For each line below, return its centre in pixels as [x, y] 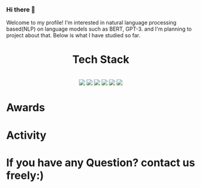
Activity [26, 135]
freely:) [25, 175]
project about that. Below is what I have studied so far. [73, 35]
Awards [26, 108]
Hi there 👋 [21, 10]
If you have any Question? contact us [101, 162]
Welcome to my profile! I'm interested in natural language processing [91, 23]
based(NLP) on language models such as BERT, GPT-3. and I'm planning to [99, 29]
